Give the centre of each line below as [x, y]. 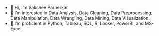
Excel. [16, 29]
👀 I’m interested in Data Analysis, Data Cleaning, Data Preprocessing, [81, 13]
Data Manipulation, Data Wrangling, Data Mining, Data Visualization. [80, 18]
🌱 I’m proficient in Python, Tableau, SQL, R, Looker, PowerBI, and [77, 23]
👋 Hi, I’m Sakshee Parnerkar [39, 8]
